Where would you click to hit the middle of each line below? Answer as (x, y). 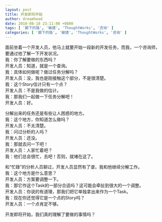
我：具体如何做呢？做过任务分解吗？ (42, 72)
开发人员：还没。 (22, 138)
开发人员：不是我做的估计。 (33, 90)
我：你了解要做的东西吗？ (31, 59)
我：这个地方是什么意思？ (31, 173)
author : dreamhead (24, 19)
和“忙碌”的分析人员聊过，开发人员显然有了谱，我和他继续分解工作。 (74, 167)
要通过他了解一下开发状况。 (33, 53)
